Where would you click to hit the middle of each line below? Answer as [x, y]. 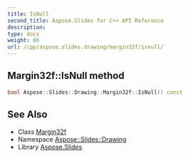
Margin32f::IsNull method [66, 76]
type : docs [23, 34]
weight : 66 [23, 41]
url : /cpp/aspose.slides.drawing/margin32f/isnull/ [85, 47]
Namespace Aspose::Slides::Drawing [72, 139]
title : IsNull [28, 14]
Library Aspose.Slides [50, 147]
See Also [27, 115]
